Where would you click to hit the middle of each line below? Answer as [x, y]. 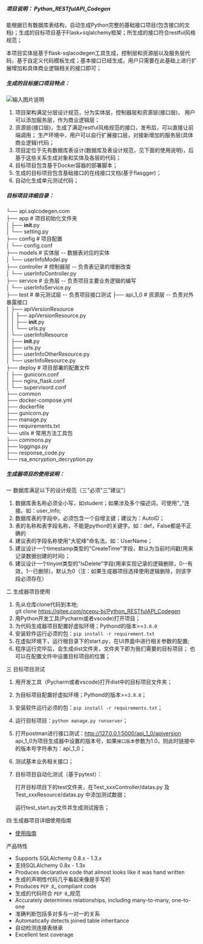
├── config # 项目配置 [34, 238]
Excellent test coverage [44, 934]
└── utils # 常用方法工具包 [40, 433]
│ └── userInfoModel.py [37, 259]
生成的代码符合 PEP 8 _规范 [47, 893]
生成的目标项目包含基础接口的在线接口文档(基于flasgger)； [88, 172]
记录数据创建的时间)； [43, 556]
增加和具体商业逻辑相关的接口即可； [56, 68]
